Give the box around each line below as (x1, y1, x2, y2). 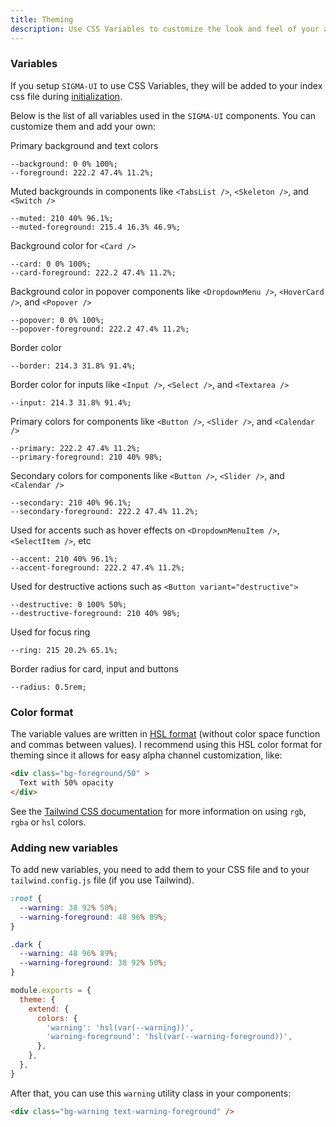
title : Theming (10, 14, 74, 25)
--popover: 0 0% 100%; (10, 315, 105, 325)
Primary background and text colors (10, 139, 159, 151)
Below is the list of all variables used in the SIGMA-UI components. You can (10, 109, 317, 121)
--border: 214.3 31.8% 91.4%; (10, 361, 137, 371)
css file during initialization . (10, 90, 123, 102)
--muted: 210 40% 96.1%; (10, 213, 114, 223)
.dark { (10, 939, 43, 950)
